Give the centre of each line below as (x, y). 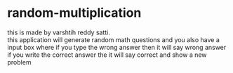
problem (19, 62)
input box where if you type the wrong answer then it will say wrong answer (117, 47)
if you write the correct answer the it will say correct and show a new (107, 55)
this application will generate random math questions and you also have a (113, 39)
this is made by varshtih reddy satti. (59, 32)
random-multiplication (74, 13)
